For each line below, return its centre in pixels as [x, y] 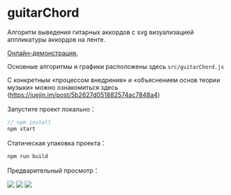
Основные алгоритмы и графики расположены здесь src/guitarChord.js [116, 66]
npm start [22, 129]
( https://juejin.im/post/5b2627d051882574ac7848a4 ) [84, 95]
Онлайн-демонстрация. [43, 53]
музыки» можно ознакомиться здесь [63, 87]
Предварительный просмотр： [53, 170]
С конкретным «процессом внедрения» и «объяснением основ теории [114, 80]
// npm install [29, 122]
